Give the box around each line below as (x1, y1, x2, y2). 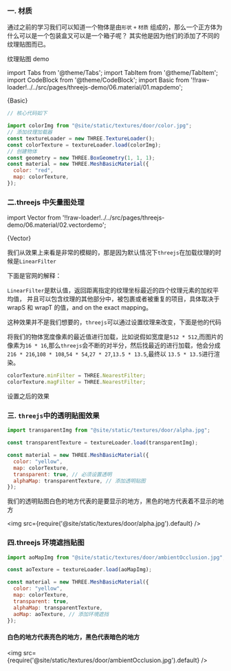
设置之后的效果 (7, 392, 49, 400)
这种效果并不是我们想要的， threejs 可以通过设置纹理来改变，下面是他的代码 (7, 318, 222, 326)
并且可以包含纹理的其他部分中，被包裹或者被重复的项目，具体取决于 (26, 295, 220, 303)
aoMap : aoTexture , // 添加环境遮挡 (13, 610, 109, 617)
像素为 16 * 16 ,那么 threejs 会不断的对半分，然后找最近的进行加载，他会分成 (7, 341, 221, 350)
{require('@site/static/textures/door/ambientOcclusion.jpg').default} (7, 656, 200, 664)
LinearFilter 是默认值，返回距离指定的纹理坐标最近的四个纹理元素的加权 (7, 286, 213, 295)
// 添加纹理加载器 (7, 129, 53, 136)
